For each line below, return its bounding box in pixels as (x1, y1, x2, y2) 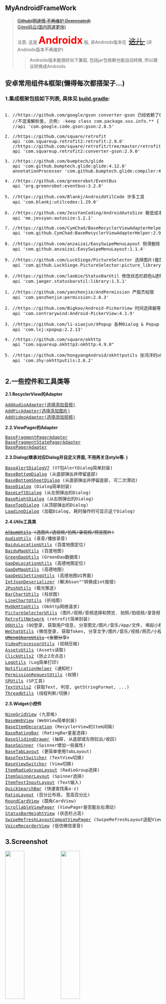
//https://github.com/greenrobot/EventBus (12, 178, 117, 184)
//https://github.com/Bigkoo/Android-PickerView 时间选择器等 (12, 305, 161, 311)
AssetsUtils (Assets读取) (5, 647, 66, 653)
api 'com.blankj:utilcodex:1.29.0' (12, 199, 99, 205)
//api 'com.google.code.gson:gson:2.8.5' (12, 123, 115, 129)
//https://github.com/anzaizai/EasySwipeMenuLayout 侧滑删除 (12, 241, 161, 247)
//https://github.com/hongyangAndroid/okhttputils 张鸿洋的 (12, 352, 158, 358)
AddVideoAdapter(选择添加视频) (5, 415, 76, 420)
